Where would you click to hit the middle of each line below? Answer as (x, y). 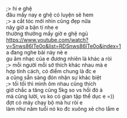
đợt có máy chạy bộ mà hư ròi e (45, 102)
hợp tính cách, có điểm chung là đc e (51, 71)
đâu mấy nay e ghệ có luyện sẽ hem (50, 15)
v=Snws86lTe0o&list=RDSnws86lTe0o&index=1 (64, 46)
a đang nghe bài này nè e (37, 52)
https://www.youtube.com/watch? (47, 40)
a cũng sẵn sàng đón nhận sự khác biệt (54, 77)
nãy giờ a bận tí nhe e (32, 27)
